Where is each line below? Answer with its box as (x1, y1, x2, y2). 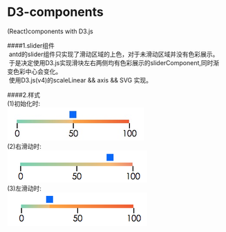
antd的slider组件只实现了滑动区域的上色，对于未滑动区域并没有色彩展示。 (8, 50, 219, 58)
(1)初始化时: (7, 99, 40, 107)
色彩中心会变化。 (12, 67, 62, 75)
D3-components (7, 4, 104, 20)
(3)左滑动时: (7, 184, 41, 193)
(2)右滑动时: (7, 142, 41, 150)
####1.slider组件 (7, 41, 55, 49)
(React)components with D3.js (7, 27, 93, 35)
